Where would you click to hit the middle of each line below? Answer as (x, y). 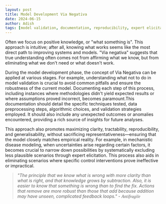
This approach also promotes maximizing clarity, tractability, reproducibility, (82, 129)
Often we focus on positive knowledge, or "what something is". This (74, 42)
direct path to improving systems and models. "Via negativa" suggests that (81, 53)
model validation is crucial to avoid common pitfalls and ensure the (73, 83)
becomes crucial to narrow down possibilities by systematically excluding (80, 150)
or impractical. (20, 166)
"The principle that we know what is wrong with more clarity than (84, 175)
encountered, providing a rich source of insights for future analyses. (75, 120)
